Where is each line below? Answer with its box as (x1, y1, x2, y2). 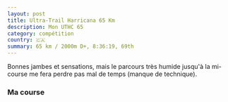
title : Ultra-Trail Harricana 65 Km (7, 17, 115, 24)
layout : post (7, 10, 46, 18)
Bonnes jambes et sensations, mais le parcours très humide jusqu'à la (7, 63, 210, 70)
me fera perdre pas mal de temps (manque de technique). (29, 70, 198, 78)
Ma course (7, 87, 45, 97)
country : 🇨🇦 (7, 37, 46, 44)
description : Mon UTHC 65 (7, 23, 83, 30)
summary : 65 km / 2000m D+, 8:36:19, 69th (7, 43, 134, 50)
